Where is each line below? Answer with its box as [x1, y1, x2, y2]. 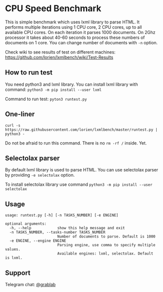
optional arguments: [5, 221, 47, 226]
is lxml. [5, 255, 23, 260]
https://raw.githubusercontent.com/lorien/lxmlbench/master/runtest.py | [5, 127, 158, 132]
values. [5, 247, 21, 252]
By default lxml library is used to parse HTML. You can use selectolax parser [5, 167, 158, 173]
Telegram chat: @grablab [5, 282, 56, 287]
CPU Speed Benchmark [5, 3, 102, 14]
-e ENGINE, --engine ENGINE [9, 238, 67, 243]
